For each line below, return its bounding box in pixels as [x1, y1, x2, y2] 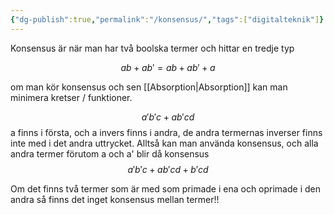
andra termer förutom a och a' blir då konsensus [10, 147, 210, 160]
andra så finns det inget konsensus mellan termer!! [10, 193, 220, 205]
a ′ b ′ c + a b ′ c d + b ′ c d [127, 163, 209, 175]
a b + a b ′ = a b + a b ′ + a [120, 61, 216, 73]
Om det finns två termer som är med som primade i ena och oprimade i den [10, 182, 321, 195]
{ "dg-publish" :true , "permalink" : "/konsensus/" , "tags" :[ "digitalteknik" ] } [10, 14, 325, 25]
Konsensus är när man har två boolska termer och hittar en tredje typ [10, 42, 295, 54]
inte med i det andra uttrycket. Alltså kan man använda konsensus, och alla [10, 137, 319, 149]
